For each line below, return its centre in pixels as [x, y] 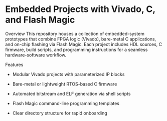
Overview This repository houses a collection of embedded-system [75, 33]
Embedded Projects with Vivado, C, [80, 9]
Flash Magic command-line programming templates [66, 103]
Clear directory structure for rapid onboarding [60, 113]
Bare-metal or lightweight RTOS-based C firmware [65, 84]
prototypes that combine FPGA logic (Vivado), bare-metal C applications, [81, 39]
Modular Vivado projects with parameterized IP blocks [68, 74]
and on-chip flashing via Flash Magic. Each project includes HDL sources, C [84, 44]
